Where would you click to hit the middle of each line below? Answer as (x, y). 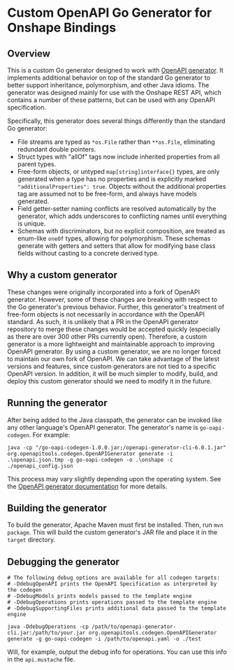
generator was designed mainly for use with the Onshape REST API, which (115, 93)
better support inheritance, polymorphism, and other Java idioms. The (108, 85)
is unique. (31, 224)
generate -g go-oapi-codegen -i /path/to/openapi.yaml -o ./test (104, 639)
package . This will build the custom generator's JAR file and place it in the (112, 532)
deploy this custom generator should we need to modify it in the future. (110, 381)
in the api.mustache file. (41, 660)
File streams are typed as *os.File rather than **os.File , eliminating (116, 142)
